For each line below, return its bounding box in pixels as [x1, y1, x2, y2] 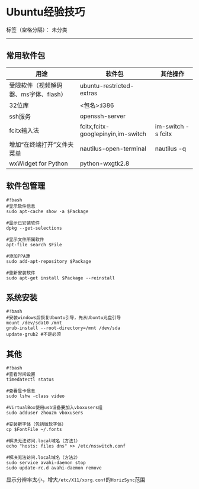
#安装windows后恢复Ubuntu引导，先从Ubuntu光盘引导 [6, 315, 121, 321]
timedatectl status [6, 377, 54, 382]
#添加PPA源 [6, 253, 31, 259]
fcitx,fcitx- [79, 122, 110, 130]
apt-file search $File [6, 242, 62, 247]
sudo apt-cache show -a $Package [6, 208, 89, 214]
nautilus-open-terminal [79, 144, 146, 153]
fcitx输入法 [9, 126, 40, 134]
